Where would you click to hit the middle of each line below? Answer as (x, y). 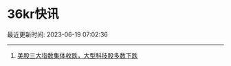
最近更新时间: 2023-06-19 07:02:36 (58, 34)
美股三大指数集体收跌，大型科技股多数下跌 (77, 55)
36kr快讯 (33, 14)
